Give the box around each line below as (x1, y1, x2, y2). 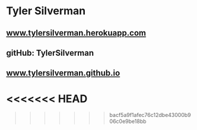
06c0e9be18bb (109, 118, 147, 125)
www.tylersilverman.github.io (6, 68, 120, 78)
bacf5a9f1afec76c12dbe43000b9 (109, 112, 191, 119)
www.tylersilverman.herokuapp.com (6, 28, 147, 38)
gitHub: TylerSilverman (6, 47, 94, 58)
